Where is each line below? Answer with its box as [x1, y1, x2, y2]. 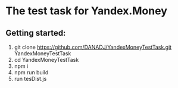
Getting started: [5, 28, 66, 38]
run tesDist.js [14, 76, 47, 82]
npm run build [14, 69, 49, 76]
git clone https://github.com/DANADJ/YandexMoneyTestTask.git [14, 43, 172, 51]
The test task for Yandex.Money [5, 4, 167, 18]
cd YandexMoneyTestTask [14, 56, 79, 63]
